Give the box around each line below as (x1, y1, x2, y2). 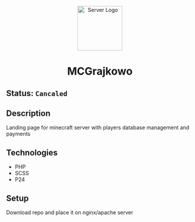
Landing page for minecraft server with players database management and (6, 124, 190, 131)
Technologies (6, 147, 58, 157)
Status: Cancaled (6, 88, 68, 98)
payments (6, 131, 31, 138)
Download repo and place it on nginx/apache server (6, 209, 134, 216)
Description (6, 108, 51, 118)
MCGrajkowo (67, 65, 133, 78)
